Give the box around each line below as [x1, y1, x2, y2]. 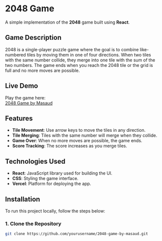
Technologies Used [5, 157, 65, 165]
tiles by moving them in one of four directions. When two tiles [27, 52, 151, 58]
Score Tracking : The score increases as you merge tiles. [12, 143, 128, 149]
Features [5, 114, 33, 122]
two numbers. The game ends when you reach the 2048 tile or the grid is [5, 62, 153, 68]
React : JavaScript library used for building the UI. [12, 170, 112, 176]
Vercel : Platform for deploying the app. [12, 181, 91, 187]
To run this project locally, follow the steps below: [5, 208, 106, 214]
